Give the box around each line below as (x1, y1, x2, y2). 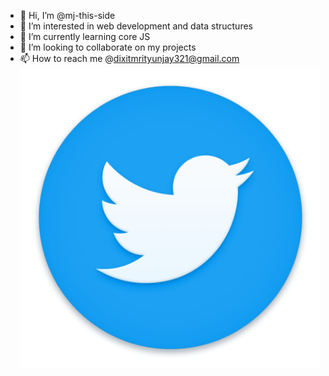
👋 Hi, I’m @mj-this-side (19, 10, 116, 21)
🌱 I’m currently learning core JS (19, 31, 151, 42)
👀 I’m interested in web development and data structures (19, 20, 253, 32)
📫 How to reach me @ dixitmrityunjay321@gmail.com (19, 53, 240, 64)
